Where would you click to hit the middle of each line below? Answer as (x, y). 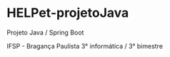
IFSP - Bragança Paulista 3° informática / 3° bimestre (85, 46)
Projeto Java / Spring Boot (45, 32)
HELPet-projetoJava (68, 13)
